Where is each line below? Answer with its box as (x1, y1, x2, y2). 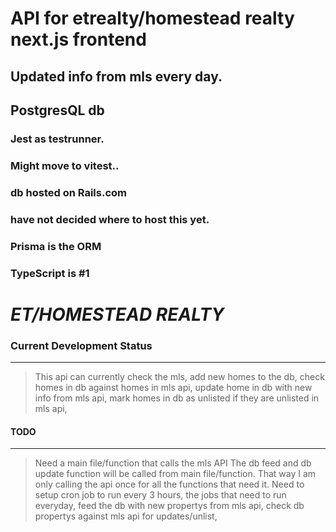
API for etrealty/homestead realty (10, 7, 295, 30)
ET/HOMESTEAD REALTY (10, 303, 225, 326)
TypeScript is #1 (10, 266, 90, 280)
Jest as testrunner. (10, 132, 105, 146)
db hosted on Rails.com (10, 185, 127, 199)
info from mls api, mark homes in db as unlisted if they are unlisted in (34, 392, 320, 404)
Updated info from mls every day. (10, 68, 223, 85)
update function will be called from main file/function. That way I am (34, 468, 317, 480)
